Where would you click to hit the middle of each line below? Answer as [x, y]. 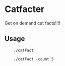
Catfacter [25, 9]
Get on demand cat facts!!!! [32, 23]
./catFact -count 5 [34, 59]
